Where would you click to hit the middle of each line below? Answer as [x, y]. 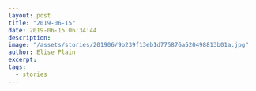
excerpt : [23, 60]
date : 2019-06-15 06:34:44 [53, 30]
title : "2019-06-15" [42, 23]
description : [30, 38]
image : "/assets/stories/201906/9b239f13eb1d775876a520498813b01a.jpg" [128, 45]
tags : [17, 67]
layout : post [30, 15]
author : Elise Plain [42, 52]
